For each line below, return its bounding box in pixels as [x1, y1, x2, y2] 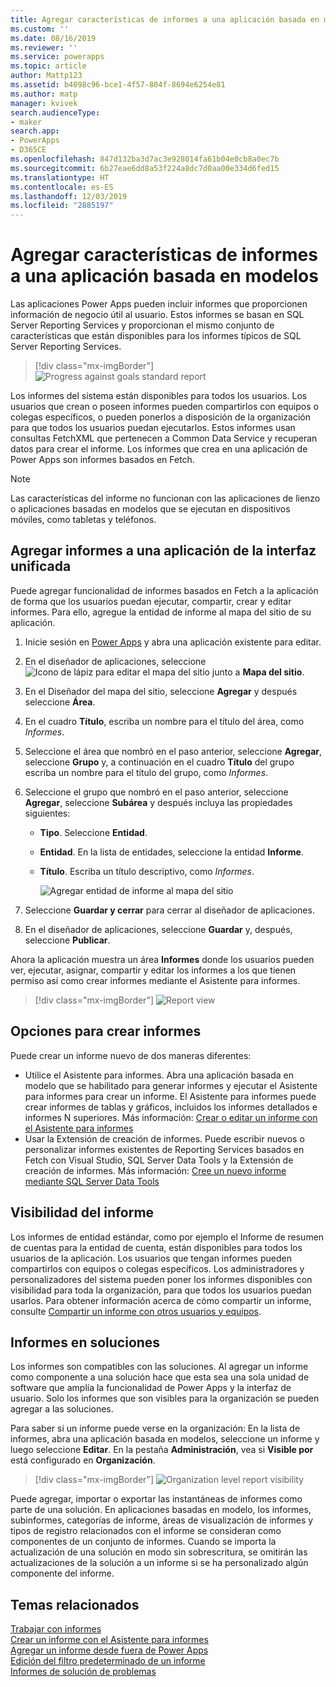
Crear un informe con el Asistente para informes [10, 1634, 209, 1646]
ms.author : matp [10, 89, 78, 99]
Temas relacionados [10, 1596, 140, 1613]
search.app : [10, 126, 60, 136]
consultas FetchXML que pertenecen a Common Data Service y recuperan [10, 432, 318, 445]
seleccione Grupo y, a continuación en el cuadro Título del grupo [24, 756, 295, 768]
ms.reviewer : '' [10, 42, 78, 53]
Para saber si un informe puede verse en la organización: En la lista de [10, 1422, 301, 1435]
